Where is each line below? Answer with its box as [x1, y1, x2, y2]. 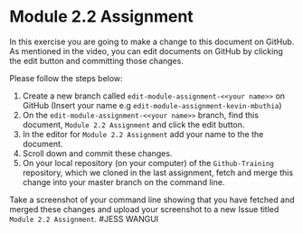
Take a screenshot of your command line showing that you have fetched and [9, 194, 295, 205]
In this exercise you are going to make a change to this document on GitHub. [9, 36, 295, 47]
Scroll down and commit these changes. [22, 147, 173, 159]
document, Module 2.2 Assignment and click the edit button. [22, 119, 245, 130]
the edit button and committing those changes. [9, 55, 184, 66]
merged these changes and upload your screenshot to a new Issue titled [9, 203, 279, 214]
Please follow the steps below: [9, 72, 124, 83]
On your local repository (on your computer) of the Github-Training [22, 157, 274, 168]
